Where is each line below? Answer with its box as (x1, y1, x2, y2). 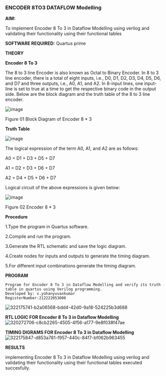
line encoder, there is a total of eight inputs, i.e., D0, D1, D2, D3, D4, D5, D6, (5, 75, 161, 81)
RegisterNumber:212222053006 (5, 296, 66, 301)
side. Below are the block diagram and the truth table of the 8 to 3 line (5, 91, 150, 97)
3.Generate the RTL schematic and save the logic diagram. (5, 243, 127, 249)
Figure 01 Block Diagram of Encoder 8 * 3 (5, 116, 92, 122)
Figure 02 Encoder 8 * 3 (5, 204, 56, 210)
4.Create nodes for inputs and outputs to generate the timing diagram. (5, 253, 150, 259)
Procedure (5, 214, 28, 220)
